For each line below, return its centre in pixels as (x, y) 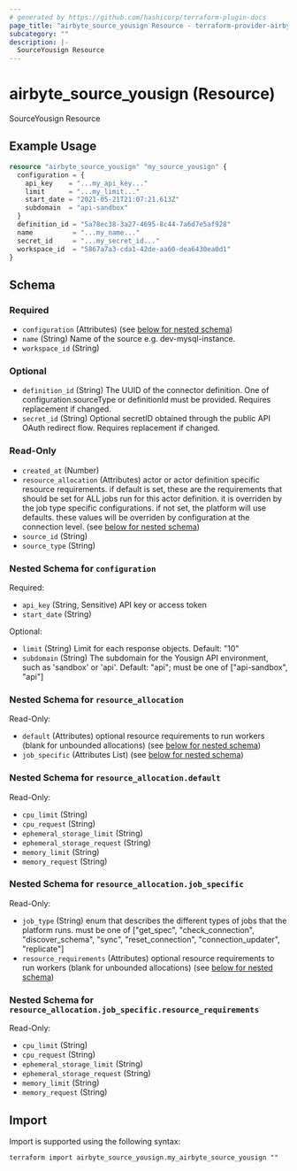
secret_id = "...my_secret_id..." (89, 241)
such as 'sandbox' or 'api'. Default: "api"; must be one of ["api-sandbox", (155, 667)
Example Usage (53, 146)
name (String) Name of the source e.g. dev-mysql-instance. (129, 339)
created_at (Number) (61, 470)
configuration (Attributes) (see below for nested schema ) (127, 329)
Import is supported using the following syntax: (95, 1141)
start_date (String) (57, 614)
